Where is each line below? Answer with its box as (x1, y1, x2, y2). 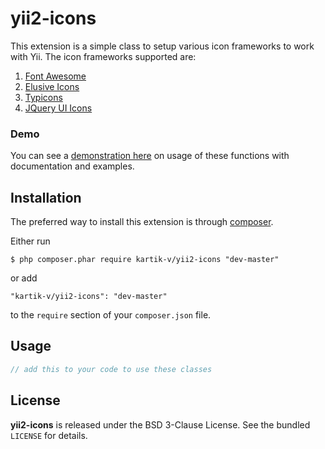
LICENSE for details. (10, 429, 88, 441)
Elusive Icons (24, 80, 80, 92)
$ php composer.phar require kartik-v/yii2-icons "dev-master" (10, 255, 280, 265)
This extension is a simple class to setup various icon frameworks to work (10, 40, 315, 52)
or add (10, 272, 38, 284)
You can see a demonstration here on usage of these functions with (10, 150, 290, 162)
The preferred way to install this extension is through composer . (10, 216, 274, 228)
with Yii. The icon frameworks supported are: (10, 50, 197, 62)
